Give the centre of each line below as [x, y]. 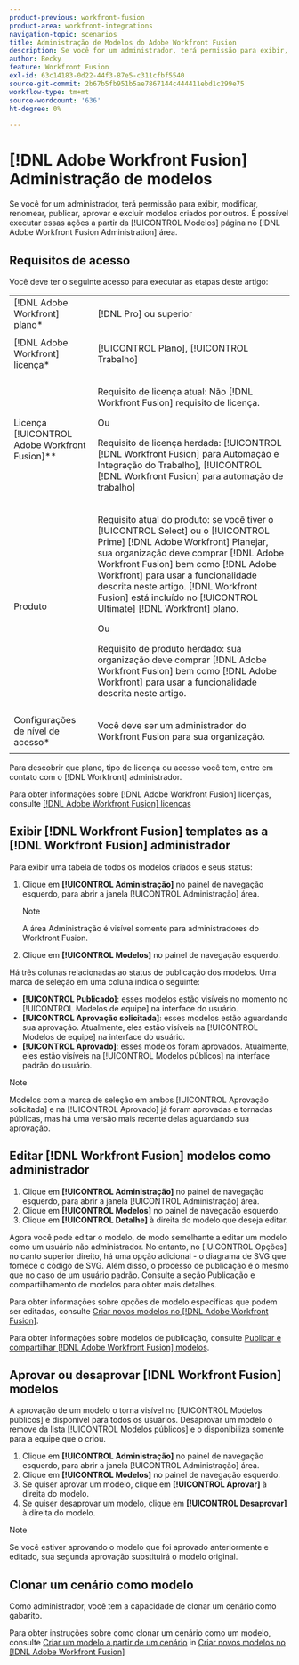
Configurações [45, 720]
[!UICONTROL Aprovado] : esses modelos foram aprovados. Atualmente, [155, 1046]
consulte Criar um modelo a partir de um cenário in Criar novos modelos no [148, 1643]
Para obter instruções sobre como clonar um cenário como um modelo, [140, 1633]
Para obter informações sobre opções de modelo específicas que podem [143, 1302]
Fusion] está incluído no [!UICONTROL [178, 597]
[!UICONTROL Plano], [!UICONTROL [173, 348]
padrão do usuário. [57, 1065]
